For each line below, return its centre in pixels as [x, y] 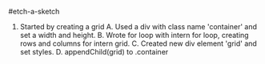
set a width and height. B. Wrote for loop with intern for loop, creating [135, 35]
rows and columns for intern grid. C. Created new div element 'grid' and [139, 43]
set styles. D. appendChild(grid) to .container [94, 52]
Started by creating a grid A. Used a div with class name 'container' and [139, 26]
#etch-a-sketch [34, 11]
